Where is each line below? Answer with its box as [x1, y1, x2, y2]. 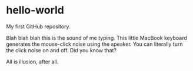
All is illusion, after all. [6, 58, 59, 65]
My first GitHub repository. [6, 23, 71, 30]
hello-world [6, 4, 65, 17]
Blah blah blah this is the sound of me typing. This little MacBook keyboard [6, 34, 187, 41]
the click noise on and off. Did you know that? [6, 46, 117, 53]
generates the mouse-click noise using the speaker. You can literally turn [6, 40, 183, 48]
